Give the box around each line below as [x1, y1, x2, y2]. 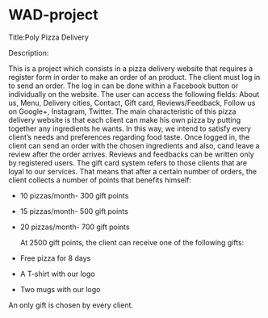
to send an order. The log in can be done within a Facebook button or [8, 81, 239, 90]
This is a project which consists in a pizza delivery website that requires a [8, 63, 253, 73]
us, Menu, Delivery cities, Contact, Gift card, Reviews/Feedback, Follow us [8, 98, 256, 107]
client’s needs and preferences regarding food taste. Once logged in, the [8, 132, 250, 142]
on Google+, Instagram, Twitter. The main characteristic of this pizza [8, 107, 237, 116]
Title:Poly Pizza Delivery [8, 32, 89, 42]
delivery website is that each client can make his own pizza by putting [8, 115, 241, 124]
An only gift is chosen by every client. [8, 300, 134, 310]
